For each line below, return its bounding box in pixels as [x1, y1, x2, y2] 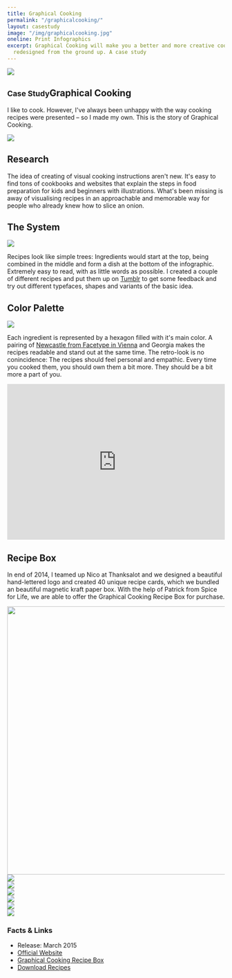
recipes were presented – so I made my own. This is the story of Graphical [7, 113, 219, 121]
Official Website [17, 949, 63, 957]
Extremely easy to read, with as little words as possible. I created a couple [7, 267, 218, 275]
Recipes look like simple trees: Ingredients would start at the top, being [7, 253, 209, 261]
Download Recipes [17, 963, 71, 972]
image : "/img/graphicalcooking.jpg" [7, 29, 113, 37]
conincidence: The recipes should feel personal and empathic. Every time [7, 356, 217, 364]
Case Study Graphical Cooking [7, 87, 132, 99]
